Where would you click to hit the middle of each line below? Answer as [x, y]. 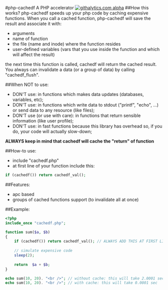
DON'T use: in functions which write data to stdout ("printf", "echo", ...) [85, 105]
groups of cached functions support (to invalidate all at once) [75, 199]
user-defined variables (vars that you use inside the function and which [86, 49]
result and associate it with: [33, 23]
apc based [23, 194]
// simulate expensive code [43, 251]
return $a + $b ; [32, 264]
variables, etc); [28, 99]
